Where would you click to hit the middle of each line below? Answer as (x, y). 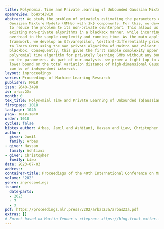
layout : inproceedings (28, 73)
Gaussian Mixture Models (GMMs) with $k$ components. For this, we (80, 23)
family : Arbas (24, 142)
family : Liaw (23, 160)
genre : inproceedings (27, 183)
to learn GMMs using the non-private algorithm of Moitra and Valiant (83, 46)
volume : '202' (20, 178)
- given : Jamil (20, 137)
